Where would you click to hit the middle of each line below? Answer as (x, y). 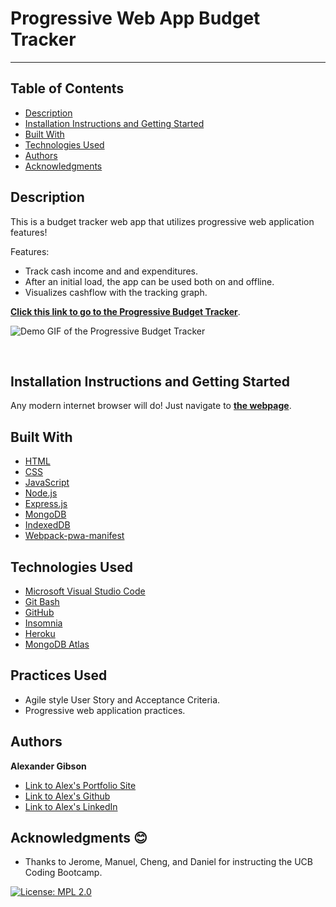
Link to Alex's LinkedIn (71, 806)
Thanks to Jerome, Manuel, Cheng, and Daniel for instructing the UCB (168, 862)
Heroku (40, 633)
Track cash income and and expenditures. (111, 271)
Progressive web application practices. (105, 710)
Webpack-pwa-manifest (74, 536)
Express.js (46, 504)
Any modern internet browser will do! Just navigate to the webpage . (151, 406)
